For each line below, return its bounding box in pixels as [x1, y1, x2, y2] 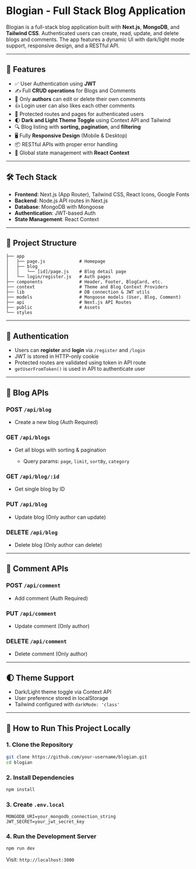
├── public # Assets [6, 305, 100, 311]
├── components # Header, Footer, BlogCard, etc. [6, 279, 163, 285]
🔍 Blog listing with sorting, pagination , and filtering [14, 123, 141, 130]
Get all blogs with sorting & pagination [14, 446, 106, 454]
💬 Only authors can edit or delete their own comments [14, 95, 146, 102]
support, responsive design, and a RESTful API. [6, 42, 120, 49]
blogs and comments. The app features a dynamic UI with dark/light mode [6, 36, 185, 43]
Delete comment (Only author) [14, 650, 88, 657]
